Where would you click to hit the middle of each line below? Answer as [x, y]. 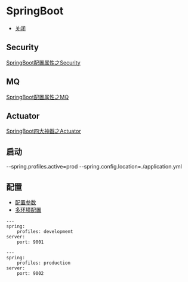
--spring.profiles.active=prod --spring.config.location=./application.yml [94, 167]
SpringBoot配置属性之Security [43, 62]
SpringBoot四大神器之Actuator [44, 131]
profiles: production [44, 263]
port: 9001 [30, 242]
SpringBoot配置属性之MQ [38, 97]
